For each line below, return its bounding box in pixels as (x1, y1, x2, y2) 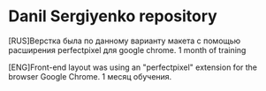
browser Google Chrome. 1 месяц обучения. (8, 71, 172, 81)
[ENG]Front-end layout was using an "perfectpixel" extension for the (8, 62, 258, 72)
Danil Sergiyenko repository (8, 6, 217, 27)
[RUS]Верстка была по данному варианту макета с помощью (8, 35, 241, 46)
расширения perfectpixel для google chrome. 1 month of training (8, 44, 247, 55)
